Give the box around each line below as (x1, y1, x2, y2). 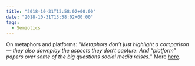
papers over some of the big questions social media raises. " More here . (6, 53, 181, 60)
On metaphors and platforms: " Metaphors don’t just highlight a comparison (6, 41, 190, 48)
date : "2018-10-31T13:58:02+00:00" (6, 14, 94, 20)
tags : (6, 19, 19, 25)
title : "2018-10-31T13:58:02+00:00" (6, 8, 96, 15)
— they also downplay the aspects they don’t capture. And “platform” (6, 47, 176, 54)
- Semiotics (11, 25, 41, 31)
